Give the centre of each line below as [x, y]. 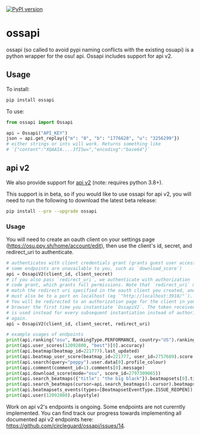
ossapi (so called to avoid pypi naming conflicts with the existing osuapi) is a [100, 49]
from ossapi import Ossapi [40, 122]
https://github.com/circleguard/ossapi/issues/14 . [66, 425]
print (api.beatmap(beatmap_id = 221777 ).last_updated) [73, 351]
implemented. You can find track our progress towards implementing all [94, 413]
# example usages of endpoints [45, 334]
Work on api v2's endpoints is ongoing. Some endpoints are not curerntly [96, 406]
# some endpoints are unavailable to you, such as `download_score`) [94, 268]
